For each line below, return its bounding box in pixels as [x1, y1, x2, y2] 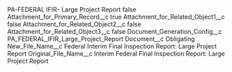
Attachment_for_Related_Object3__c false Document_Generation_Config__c [7, 28, 222, 35]
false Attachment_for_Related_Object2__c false [7, 20, 141, 28]
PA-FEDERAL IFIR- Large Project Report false [7, 6, 137, 13]
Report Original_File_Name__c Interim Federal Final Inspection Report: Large [7, 50, 225, 57]
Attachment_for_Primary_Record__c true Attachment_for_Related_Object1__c [7, 12, 225, 21]
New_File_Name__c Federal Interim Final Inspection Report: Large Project [7, 42, 217, 50]
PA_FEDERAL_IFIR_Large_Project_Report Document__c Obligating [7, 35, 195, 43]
